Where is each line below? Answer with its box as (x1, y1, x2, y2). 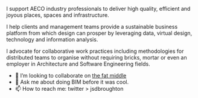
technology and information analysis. (6, 36, 98, 43)
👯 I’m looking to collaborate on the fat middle (14, 72, 127, 79)
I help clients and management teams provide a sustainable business (6, 23, 178, 30)
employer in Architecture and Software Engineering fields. (6, 60, 150, 67)
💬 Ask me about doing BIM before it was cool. (14, 78, 129, 85)
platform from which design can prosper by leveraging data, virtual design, (6, 29, 193, 37)
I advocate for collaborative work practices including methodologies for (6, 47, 184, 55)
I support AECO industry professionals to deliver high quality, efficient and (6, 5, 191, 12)
